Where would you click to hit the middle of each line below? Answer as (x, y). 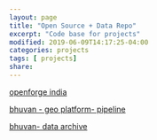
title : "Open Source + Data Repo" (73, 26)
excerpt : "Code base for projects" (75, 34)
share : (21, 67)
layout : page (33, 17)
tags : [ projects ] (43, 58)
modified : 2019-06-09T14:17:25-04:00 (79, 42)
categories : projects (49, 51)
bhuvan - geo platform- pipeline (67, 109)
